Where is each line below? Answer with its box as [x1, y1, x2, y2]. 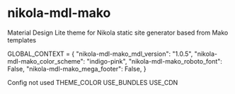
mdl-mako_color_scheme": [7, 57, 86, 65]
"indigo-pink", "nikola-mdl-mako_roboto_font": [86, 57, 223, 65]
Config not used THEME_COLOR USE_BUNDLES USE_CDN [7, 78, 178, 86]
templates [7, 35, 37, 44]
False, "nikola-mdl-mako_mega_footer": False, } [7, 64, 147, 73]
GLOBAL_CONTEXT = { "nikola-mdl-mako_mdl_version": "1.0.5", [7, 49, 193, 58]
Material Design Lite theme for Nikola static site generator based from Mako [7, 28, 229, 37]
